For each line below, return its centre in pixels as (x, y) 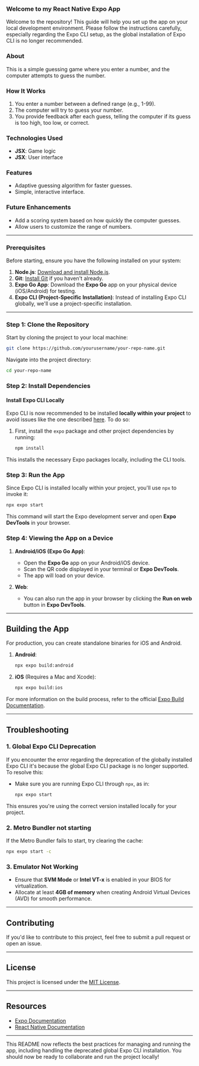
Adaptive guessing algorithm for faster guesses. (73, 185)
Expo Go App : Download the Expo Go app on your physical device (96, 285)
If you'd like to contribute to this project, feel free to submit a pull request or (98, 937)
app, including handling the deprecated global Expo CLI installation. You (94, 1050)
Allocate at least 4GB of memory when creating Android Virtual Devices (102, 892)
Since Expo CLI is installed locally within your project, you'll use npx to (91, 488)
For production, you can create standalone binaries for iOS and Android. (94, 643)
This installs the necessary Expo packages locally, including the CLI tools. (96, 460)
